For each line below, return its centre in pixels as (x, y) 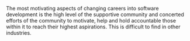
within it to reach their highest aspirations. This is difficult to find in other (93, 27)
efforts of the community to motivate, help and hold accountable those (91, 20)
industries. (19, 33)
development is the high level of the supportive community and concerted (95, 14)
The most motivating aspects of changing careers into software (82, 8)
